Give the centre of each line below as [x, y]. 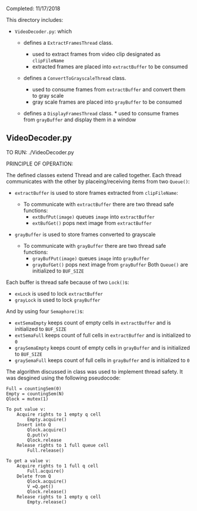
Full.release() [46, 450]
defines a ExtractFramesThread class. [68, 43]
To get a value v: [29, 461]
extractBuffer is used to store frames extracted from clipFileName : [96, 193]
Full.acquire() [46, 471]
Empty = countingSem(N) [35, 394]
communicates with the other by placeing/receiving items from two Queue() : [98, 181]
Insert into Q [34, 424]
